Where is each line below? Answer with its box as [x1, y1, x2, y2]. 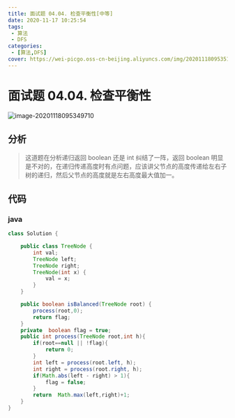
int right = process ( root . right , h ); [33, 366, 142, 373]
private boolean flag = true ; [20, 327, 112, 334]
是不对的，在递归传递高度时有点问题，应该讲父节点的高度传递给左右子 [24, 162, 227, 170]
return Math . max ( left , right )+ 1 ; [33, 391, 130, 398]
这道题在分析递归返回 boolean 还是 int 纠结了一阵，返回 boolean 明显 [24, 153, 224, 161]
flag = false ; [45, 378, 86, 386]
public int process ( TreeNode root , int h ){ [20, 333, 146, 341]
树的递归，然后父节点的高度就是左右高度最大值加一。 [24, 170, 179, 179]
